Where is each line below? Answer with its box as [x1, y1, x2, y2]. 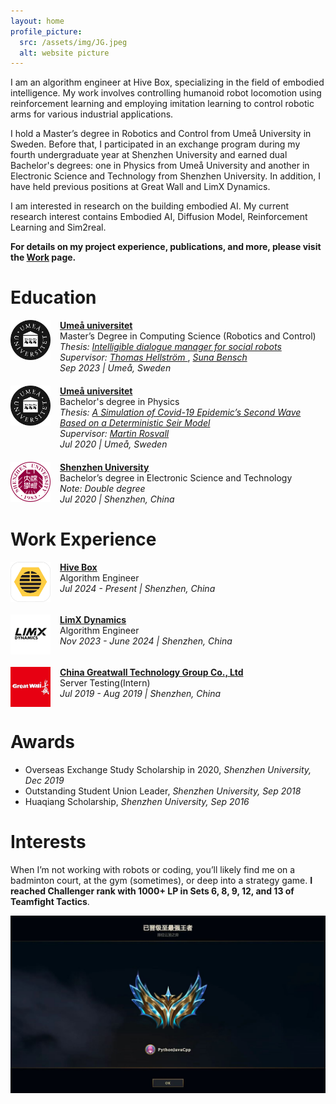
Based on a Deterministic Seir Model [59, 417, 211, 429]
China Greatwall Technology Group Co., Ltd [59, 666, 244, 679]
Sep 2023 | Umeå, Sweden [59, 362, 172, 374]
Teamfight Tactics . [10, 896, 90, 907]
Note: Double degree [59, 483, 146, 495]
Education [10, 286, 97, 309]
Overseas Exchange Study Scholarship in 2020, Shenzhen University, [24, 764, 312, 776]
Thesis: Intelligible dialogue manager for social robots [59, 341, 282, 353]
